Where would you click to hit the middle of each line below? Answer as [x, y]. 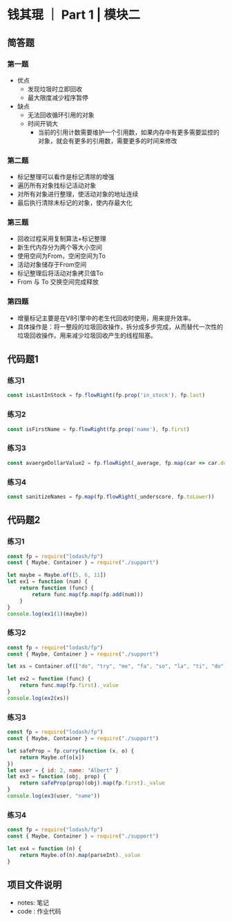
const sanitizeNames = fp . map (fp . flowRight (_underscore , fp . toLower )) [111, 497]
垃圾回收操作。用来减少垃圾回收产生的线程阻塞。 [87, 335]
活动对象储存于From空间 [52, 265]
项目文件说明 [35, 884]
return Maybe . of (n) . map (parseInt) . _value [80, 855]
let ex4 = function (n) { [44, 849]
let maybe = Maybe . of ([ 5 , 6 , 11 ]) [57, 575]
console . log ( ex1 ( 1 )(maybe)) [48, 614]
